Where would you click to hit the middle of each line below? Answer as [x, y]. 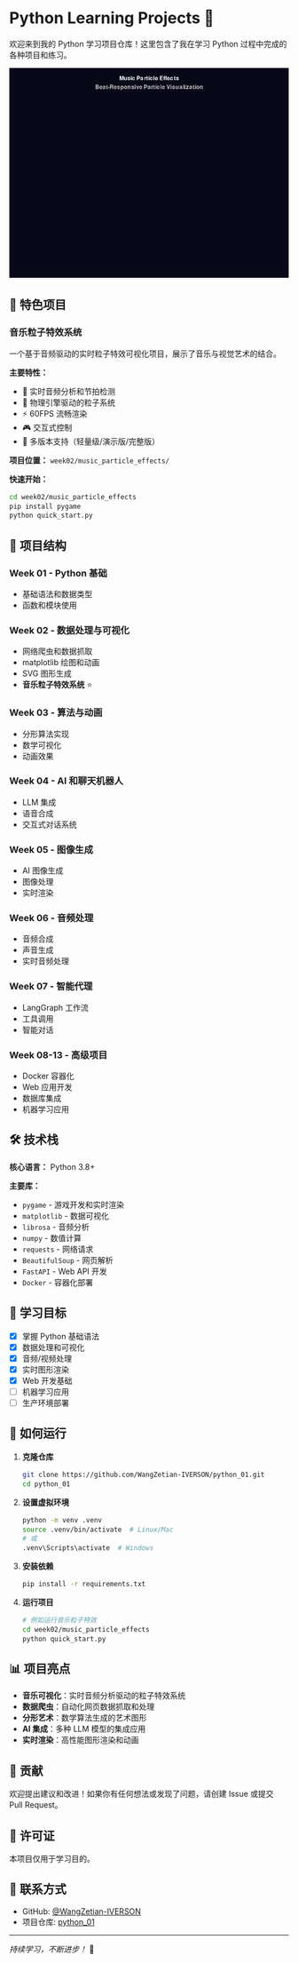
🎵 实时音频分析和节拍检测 [68, 391]
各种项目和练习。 [40, 55]
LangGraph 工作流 [55, 1007]
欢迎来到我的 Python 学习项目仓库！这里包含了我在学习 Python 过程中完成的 [148, 44]
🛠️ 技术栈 [34, 1140]
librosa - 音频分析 [56, 1227]
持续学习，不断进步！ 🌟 [52, 1949]
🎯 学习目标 [38, 1313]
